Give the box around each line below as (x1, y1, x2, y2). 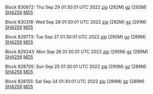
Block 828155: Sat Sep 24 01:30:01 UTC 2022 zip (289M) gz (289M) (5, 79, 145, 84)
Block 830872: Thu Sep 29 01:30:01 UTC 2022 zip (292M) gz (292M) (5, 4, 147, 10)
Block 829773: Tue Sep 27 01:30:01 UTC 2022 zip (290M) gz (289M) (5, 34, 146, 40)
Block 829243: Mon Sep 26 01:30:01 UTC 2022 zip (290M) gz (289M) (5, 49, 149, 54)
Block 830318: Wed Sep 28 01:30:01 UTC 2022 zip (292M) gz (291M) (5, 19, 147, 25)
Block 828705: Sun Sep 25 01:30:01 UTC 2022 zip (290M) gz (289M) (5, 64, 147, 69)
